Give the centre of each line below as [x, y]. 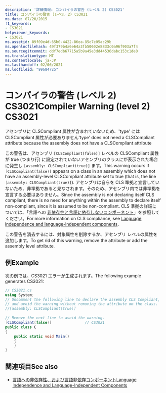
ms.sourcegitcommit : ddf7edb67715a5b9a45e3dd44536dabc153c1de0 [72, 51]
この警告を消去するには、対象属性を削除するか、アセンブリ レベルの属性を [81, 234]
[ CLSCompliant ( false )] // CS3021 [55, 322]
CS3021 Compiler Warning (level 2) [78, 106]
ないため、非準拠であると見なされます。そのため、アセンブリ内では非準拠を [83, 188]
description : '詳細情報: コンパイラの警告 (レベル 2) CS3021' [65, 10]
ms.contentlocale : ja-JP [31, 60]
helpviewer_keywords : [27, 33]
